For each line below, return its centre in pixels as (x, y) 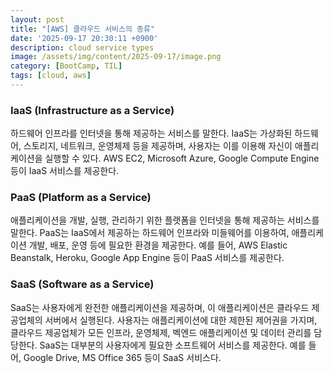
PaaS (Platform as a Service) (81, 198)
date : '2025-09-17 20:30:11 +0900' (84, 38)
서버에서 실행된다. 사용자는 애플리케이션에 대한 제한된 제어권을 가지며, (181, 320)
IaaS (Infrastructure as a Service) (92, 110)
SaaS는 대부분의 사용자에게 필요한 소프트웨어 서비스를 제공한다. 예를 (173, 345)
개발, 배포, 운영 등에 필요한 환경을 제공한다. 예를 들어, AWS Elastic (158, 245)
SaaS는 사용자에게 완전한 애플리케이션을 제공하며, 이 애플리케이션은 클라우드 (160, 307)
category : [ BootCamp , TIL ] (66, 66)
